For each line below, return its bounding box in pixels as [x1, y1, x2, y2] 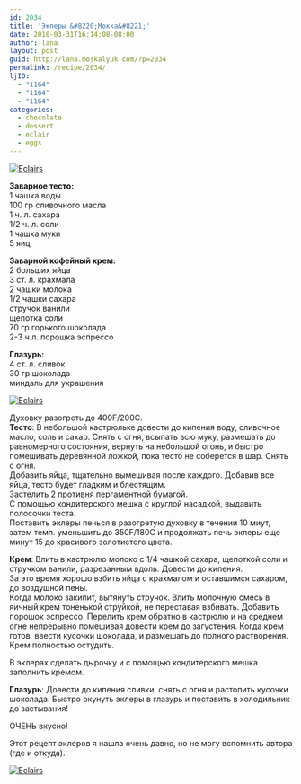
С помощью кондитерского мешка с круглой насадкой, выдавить [9, 498, 262, 508]
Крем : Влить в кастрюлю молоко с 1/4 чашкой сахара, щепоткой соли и [9, 553, 288, 564]
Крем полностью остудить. [9, 639, 115, 650]
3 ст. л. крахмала [9, 274, 75, 285]
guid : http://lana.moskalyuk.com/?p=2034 [9, 55, 167, 64]
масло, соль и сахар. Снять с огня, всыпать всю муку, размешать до [9, 431, 276, 442]
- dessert [17, 122, 54, 131]
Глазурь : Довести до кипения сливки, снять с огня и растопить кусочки [9, 683, 289, 694]
